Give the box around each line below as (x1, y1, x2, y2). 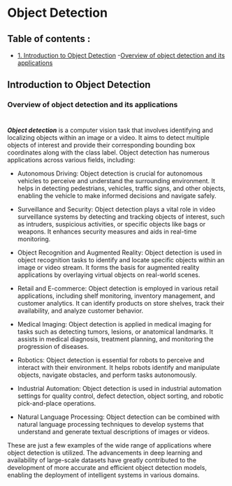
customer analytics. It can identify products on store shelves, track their (17, 299, 225, 307)
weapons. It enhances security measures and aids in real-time (17, 227, 197, 236)
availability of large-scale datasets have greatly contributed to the (7, 456, 197, 464)
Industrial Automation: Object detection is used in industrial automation (17, 384, 222, 392)
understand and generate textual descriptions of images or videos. (17, 427, 210, 436)
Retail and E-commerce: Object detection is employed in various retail (17, 284, 219, 292)
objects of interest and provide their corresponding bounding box (7, 141, 196, 149)
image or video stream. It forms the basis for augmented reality (17, 263, 200, 271)
